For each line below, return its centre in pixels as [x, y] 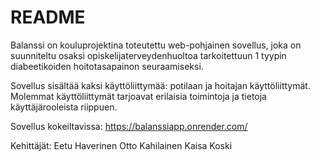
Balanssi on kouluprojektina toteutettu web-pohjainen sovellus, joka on [156, 45]
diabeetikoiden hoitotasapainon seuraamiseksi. [107, 66]
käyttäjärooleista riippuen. [64, 107]
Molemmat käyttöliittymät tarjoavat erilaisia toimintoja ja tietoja [138, 96]
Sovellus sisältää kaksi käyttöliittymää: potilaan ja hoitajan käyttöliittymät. [160, 85]
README [48, 17]
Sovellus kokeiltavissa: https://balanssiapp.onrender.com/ [129, 126]
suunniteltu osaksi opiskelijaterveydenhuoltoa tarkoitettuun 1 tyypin [148, 55]
